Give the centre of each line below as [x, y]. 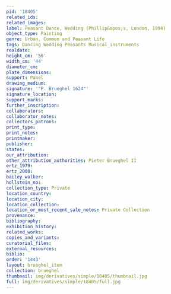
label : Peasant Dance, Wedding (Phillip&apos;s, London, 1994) [86, 28]
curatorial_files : [29, 243]
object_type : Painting [34, 34]
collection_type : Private [38, 188]
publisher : [20, 144]
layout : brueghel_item [34, 265]
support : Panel [25, 78]
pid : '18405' [22, 12]
